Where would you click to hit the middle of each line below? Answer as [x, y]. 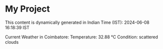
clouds [12, 42]
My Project [27, 9]
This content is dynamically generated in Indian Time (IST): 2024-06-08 [77, 22]
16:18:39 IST [17, 27]
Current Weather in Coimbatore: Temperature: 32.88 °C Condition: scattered [81, 37]
